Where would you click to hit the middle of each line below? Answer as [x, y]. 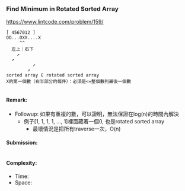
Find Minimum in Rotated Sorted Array [63, 9]
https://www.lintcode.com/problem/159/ [55, 22]
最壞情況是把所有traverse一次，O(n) [76, 129]
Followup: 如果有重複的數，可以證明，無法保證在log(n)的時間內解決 [97, 114]
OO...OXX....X [24, 38]
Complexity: [22, 163]
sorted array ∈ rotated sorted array [53, 75]
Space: [23, 182]
